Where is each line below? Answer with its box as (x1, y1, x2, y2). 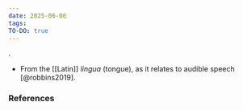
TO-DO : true (8, 26, 48, 35)
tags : (8, 19, 27, 27)
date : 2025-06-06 (8, 11, 67, 20)
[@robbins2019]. (19, 73, 76, 83)
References (8, 93, 55, 104)
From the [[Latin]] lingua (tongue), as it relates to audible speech (19, 64, 236, 74)
